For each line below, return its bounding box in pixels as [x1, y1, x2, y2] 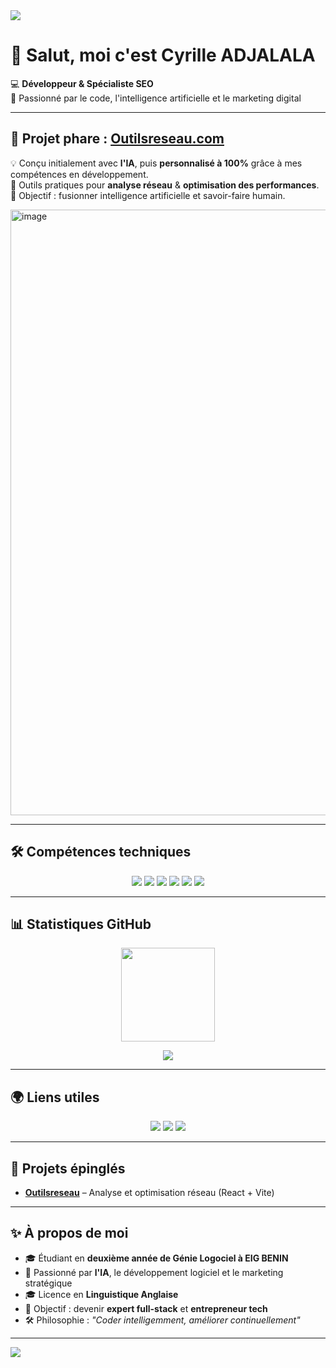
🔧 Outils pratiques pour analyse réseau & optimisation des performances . [10, 179, 320, 191]
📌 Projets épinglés [10, 1160, 126, 1177]
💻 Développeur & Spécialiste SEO [10, 77, 154, 89]
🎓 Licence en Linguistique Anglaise [24, 1288, 179, 1300]
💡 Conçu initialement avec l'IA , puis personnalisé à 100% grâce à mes [10, 157, 303, 169]
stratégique [24, 1277, 73, 1289]
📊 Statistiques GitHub [10, 915, 152, 933]
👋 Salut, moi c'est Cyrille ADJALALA [10, 44, 316, 67]
